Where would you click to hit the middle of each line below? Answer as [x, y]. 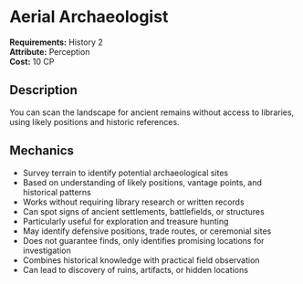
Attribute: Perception [50, 51]
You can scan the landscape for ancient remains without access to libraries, [152, 112]
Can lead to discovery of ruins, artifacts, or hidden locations [136, 269]
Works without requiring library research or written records [133, 202]
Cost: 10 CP [32, 61]
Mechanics [42, 151]
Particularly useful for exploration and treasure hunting [125, 221]
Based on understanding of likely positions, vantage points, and [142, 182]
